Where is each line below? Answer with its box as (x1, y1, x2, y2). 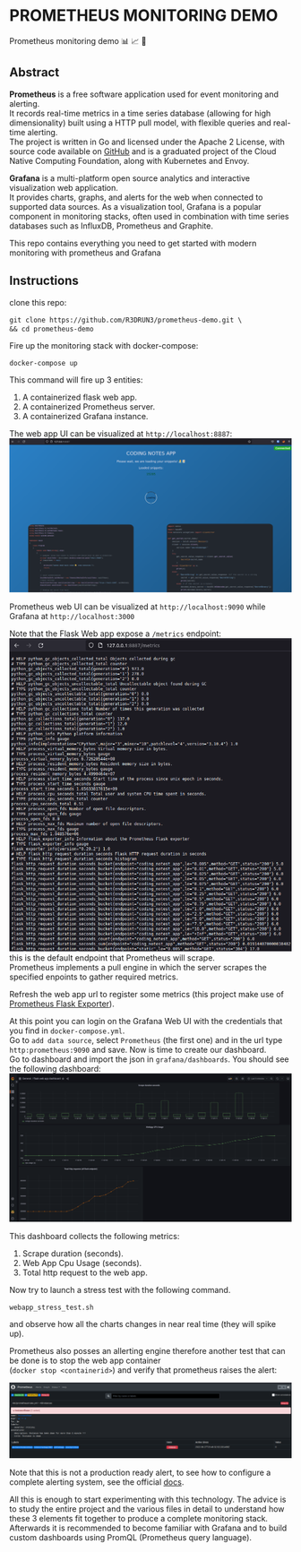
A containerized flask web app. (21, 392, 137, 402)
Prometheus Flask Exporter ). (9, 998, 115, 1009)
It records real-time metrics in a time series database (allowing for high (9, 108, 271, 118)
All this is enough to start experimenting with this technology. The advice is (9, 1494, 287, 1505)
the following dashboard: (9, 1064, 101, 1074)
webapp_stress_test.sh (9, 1303, 94, 1313)
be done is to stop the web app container (9, 1355, 161, 1367)
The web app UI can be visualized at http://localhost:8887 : (9, 427, 233, 439)
